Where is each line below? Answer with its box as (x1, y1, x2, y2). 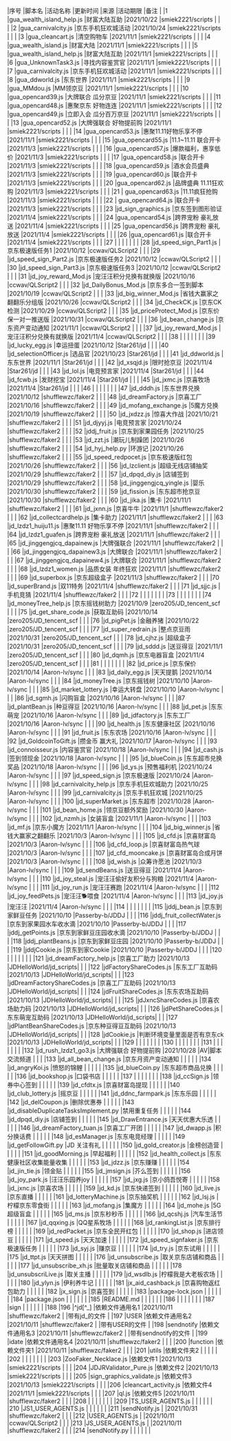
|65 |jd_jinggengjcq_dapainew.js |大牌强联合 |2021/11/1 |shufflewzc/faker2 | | (7, 539, 223, 547)
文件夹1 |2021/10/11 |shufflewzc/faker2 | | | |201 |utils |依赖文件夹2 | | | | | (12, 1346, 218, 1354)
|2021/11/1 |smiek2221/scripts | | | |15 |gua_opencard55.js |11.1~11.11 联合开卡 (7, 136, 221, 144)
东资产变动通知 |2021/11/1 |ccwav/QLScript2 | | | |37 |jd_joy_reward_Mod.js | (7, 324, 221, 332)
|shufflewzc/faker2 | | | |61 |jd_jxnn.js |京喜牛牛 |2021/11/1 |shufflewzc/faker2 (7, 505, 224, 512)
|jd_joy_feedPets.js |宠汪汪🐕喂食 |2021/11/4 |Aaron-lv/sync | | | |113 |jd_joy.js (7, 892, 223, 900)
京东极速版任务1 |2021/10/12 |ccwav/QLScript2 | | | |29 (7, 246, 160, 254)
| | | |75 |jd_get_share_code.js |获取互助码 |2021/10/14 (7, 608, 158, 616)
